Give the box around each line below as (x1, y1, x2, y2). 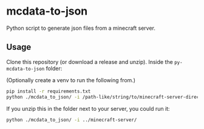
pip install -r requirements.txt (6, 88, 91, 94)
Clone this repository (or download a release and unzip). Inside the (6, 58, 173, 65)
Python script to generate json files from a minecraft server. (6, 24, 156, 32)
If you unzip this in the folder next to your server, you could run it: (6, 105, 170, 112)
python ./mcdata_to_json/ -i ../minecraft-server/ (6, 117, 137, 123)
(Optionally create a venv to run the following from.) (6, 76, 135, 83)
